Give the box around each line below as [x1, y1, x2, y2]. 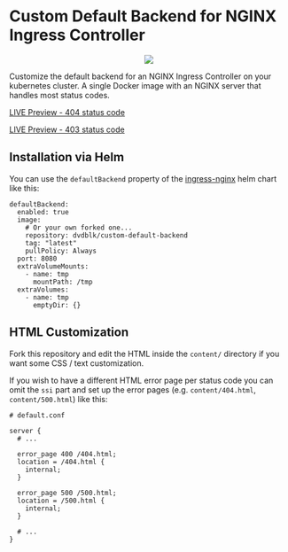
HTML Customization [9, 325, 129, 340]
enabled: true [17, 207, 69, 216]
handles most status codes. [9, 89, 111, 100]
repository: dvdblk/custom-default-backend [25, 230, 189, 240]
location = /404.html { [17, 457, 105, 466]
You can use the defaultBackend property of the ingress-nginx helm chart [9, 173, 277, 183]
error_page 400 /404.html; [17, 449, 117, 458]
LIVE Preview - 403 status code [9, 124, 126, 135]
